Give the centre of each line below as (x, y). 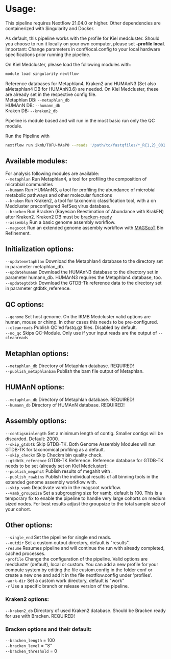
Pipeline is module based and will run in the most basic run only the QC (80, 120)
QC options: (25, 304)
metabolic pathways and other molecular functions (59, 195)
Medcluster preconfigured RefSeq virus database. (58, 206)
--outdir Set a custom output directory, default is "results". (68, 543)
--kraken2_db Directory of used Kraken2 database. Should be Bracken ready (86, 611)
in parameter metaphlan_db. (35, 267)
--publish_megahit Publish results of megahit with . (59, 471)
